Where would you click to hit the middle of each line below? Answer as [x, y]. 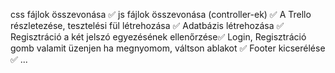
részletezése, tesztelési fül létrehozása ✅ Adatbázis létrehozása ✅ [147, 25]
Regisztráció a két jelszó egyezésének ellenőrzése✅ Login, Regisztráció [158, 37]
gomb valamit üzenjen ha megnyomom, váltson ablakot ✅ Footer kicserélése [168, 48]
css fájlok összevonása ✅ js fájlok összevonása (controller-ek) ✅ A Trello [161, 14]
